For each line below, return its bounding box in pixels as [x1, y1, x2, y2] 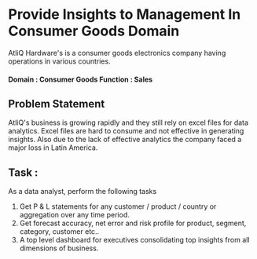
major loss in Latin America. [8, 143, 98, 152]
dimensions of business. [19, 243, 99, 253]
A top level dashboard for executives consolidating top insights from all [19, 235, 250, 245]
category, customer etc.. [19, 227, 100, 236]
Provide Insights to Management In [8, 5, 241, 24]
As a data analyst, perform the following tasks [8, 187, 157, 196]
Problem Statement [8, 97, 105, 111]
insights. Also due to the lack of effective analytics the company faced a [8, 135, 242, 144]
